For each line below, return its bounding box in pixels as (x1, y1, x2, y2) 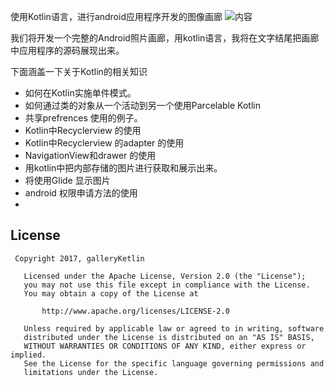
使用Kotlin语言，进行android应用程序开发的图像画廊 (10, 11, 223, 22)
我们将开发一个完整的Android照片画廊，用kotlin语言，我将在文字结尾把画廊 (10, 32, 320, 44)
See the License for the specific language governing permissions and (23, 358, 325, 369)
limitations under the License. (23, 367, 159, 377)
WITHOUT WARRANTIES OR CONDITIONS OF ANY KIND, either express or (23, 341, 307, 351)
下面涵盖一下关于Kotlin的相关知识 (10, 66, 148, 77)
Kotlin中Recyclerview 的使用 (24, 125, 142, 136)
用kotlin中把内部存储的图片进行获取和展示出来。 (24, 162, 223, 174)
